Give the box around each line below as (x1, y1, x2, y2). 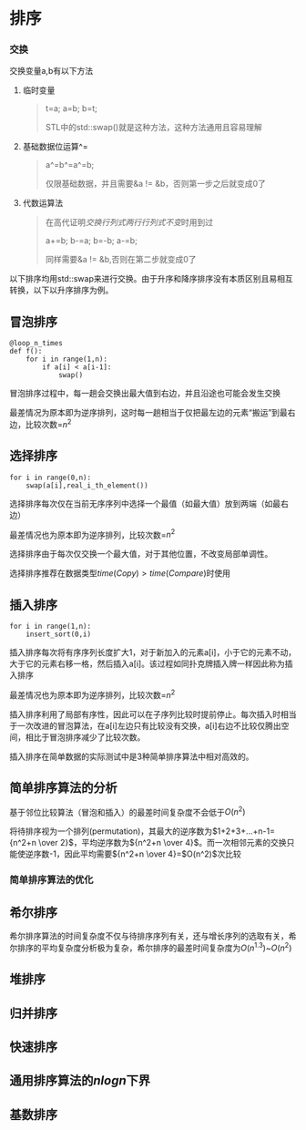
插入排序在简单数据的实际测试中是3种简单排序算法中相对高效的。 (9, 751, 254, 762)
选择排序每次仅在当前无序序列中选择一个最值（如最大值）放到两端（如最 (9, 498, 280, 508)
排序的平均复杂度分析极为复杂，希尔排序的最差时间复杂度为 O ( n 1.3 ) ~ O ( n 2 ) (16, 940, 292, 953)
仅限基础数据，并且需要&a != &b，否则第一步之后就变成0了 (45, 179, 267, 190)
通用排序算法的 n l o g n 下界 (9, 1073, 151, 1089)
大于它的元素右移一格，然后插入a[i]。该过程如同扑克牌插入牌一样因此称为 (9, 658, 285, 670)
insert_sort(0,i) (25, 630, 92, 639)
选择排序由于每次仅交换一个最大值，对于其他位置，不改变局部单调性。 (9, 549, 273, 560)
